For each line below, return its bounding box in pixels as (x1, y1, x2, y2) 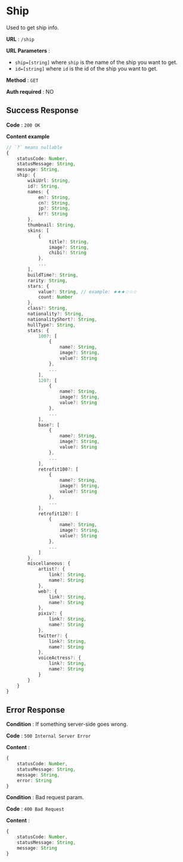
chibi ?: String (48, 250, 86, 256)
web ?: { (38, 588, 58, 595)
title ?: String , (48, 239, 89, 245)
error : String (17, 777, 52, 783)
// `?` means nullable (6, 144, 63, 150)
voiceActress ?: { (38, 655, 82, 661)
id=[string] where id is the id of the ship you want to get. (14, 64, 158, 72)
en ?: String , (38, 194, 70, 201)
